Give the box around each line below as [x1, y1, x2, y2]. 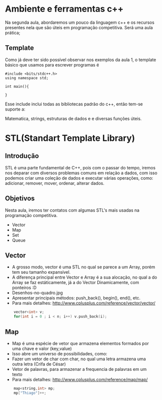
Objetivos [5, 194, 35, 202]
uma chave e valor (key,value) [12, 346, 72, 351]
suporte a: [5, 106, 26, 112]
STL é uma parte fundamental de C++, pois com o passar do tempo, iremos [5, 165, 156, 170]
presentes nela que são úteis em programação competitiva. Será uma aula [5, 24, 153, 30]
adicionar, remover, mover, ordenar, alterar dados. [5, 180, 105, 186]
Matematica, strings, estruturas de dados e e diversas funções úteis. [5, 116, 142, 121]
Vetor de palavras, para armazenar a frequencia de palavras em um [12, 366, 147, 372]
